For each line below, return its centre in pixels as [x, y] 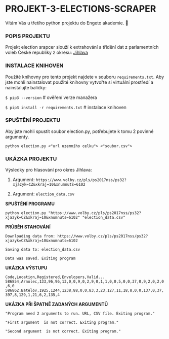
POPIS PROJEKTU [28, 36]
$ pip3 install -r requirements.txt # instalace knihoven [66, 107]
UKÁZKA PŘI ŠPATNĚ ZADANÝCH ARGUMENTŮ [56, 304]
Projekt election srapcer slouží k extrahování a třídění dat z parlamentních [82, 47]
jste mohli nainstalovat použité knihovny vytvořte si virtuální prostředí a [79, 82]
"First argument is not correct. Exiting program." [62, 323]
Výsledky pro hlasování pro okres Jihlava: [49, 170]
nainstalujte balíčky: [26, 87]
